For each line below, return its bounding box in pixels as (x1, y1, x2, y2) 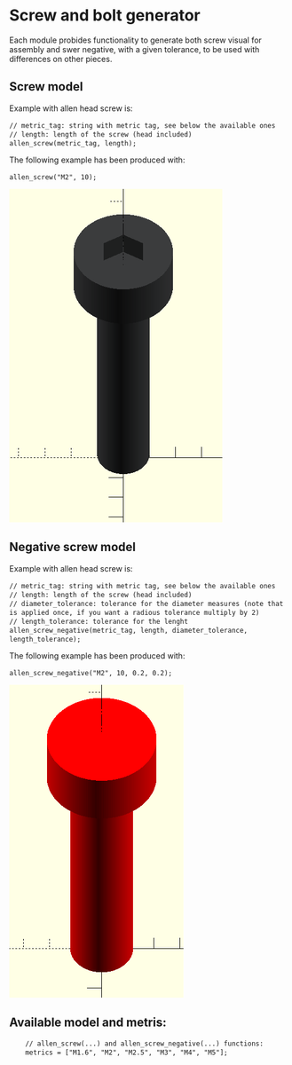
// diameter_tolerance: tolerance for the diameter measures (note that (9, 599, 284, 608)
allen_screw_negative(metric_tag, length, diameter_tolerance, (9, 626, 249, 635)
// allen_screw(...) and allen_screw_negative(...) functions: (25, 1039, 264, 1048)
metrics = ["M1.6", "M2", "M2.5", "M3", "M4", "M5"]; (25, 1048, 228, 1057)
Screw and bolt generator (9, 5, 201, 26)
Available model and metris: (9, 1014, 167, 1029)
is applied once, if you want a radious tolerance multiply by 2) (9, 608, 260, 617)
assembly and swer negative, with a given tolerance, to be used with (9, 43, 260, 54)
